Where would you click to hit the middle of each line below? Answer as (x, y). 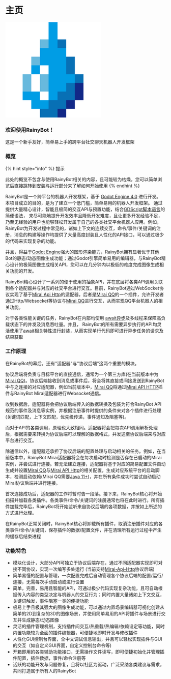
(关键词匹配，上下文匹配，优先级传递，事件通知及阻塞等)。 (67, 417)
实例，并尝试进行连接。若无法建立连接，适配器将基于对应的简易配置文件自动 (85, 464)
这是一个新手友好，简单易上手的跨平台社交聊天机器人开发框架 (70, 142)
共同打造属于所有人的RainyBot (44, 671)
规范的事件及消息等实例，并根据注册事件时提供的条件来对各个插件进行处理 (83, 410)
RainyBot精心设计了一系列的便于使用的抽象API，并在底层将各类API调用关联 (84, 282)
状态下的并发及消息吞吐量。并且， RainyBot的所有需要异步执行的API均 (83, 324)
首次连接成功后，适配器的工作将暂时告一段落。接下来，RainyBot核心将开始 (84, 493)
